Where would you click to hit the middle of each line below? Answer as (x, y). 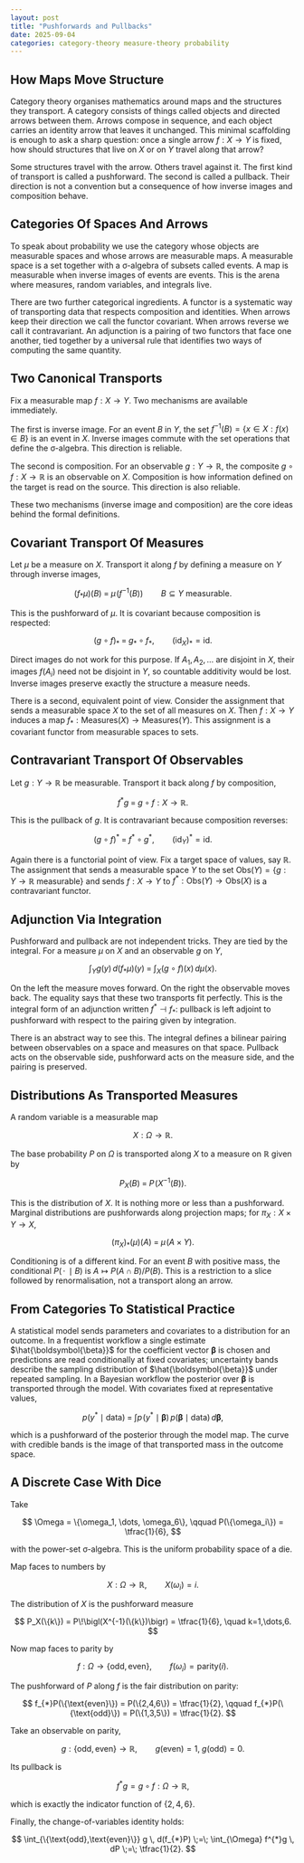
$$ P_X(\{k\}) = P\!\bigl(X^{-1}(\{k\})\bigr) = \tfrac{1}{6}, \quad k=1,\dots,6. (153, 1621)
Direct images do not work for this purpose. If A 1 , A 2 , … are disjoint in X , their (152, 661)
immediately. (34, 410)
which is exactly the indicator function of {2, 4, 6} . (103, 1804)
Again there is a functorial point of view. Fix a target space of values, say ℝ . (151, 860)
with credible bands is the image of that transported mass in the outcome (147, 1444)
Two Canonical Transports (86, 379)
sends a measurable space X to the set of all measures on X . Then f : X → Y (152, 710)
